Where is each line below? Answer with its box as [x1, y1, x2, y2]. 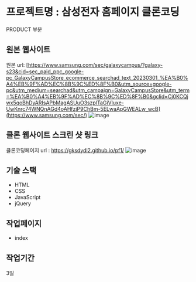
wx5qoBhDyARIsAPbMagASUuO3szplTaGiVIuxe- [6, 99, 125, 106]
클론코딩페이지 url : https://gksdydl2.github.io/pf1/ [6, 147, 125, 154]
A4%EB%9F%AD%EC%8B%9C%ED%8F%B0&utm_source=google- [6, 80, 172, 87]
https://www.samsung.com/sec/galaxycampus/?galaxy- [27, 61, 163, 68]
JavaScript [14, 194, 41, 201]
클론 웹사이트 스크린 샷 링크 [6, 130, 98, 140]
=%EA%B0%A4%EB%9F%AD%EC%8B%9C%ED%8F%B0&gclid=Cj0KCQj [6, 93, 189, 100]
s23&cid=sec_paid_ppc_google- [6, 68, 84, 75]
